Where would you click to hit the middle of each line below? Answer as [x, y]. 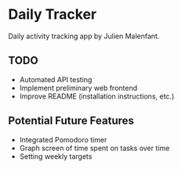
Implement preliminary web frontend [78, 88]
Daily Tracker [52, 14]
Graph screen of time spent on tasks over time [95, 148]
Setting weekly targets [56, 156]
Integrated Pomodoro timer [63, 139]
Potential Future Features [71, 121]
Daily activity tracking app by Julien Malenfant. [84, 36]
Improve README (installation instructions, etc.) [97, 96]
